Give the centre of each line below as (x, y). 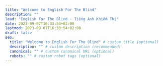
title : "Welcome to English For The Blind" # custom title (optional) (84, 42)
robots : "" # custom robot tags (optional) (55, 56)
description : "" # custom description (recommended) (65, 47)
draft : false (19, 33)
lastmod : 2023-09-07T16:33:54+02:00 (43, 28)
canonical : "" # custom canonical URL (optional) (62, 51)
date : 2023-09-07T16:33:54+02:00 (40, 24)
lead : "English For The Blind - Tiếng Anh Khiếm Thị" (62, 19)
